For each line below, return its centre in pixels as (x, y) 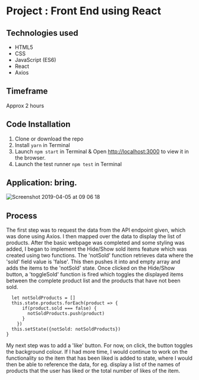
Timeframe (27, 91)
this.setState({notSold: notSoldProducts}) (66, 329)
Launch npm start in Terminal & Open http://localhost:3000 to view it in (102, 151)
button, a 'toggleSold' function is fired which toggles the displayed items (95, 275)
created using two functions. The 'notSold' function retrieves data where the (100, 256)
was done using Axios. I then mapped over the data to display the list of (94, 236)
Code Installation (38, 124)
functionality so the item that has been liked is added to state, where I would (99, 358)
